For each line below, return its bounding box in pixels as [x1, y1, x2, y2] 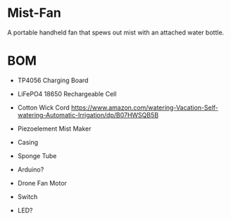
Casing [17, 138, 39, 146]
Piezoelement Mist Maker [17, 124, 92, 133]
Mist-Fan [7, 5, 61, 21]
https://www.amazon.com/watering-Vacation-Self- [71, 103, 218, 112]
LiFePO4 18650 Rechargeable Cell [17, 89, 117, 98]
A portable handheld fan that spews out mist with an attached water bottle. [7, 28, 225, 37]
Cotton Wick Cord [17, 103, 70, 112]
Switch [17, 192, 38, 201]
